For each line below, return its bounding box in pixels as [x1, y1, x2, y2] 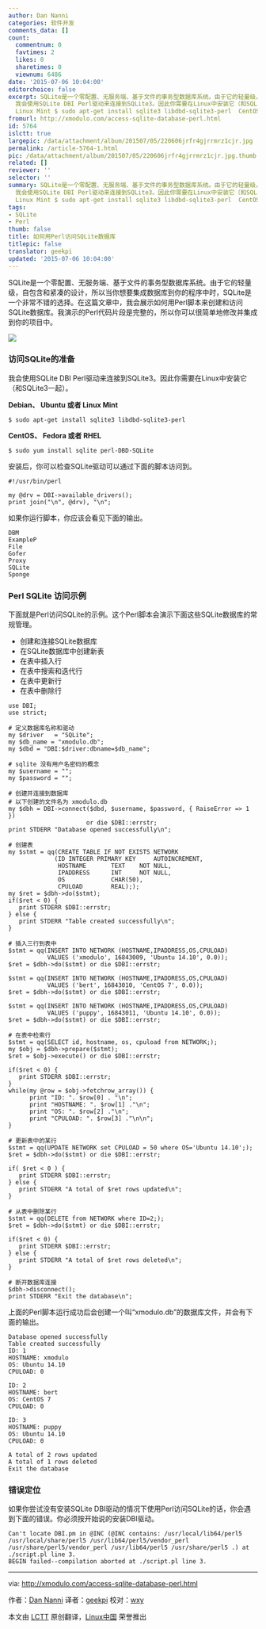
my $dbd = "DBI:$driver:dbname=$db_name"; [8, 745, 150, 753]
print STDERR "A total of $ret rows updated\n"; [18, 1186, 182, 1194]
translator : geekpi [8, 247, 73, 255]
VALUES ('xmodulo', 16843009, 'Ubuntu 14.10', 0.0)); [47, 954, 228, 962]
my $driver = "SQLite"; [8, 731, 93, 740]
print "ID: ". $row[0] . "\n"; [28, 1094, 133, 1102]
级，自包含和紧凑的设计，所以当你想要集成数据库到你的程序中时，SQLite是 [8, 287, 252, 297]
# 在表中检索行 [8, 1031, 51, 1039]
